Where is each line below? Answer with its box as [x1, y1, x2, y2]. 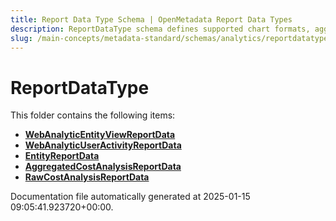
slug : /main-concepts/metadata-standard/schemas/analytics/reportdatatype [10, 33, 329, 43]
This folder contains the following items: [10, 109, 176, 121]
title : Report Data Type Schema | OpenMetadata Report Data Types [10, 14, 293, 25]
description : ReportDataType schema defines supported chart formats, [10, 24, 311, 34]
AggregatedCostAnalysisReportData [24, 161, 182, 173]
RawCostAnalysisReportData [24, 171, 150, 183]
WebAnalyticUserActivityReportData [24, 139, 182, 151]
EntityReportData [24, 150, 100, 162]
